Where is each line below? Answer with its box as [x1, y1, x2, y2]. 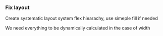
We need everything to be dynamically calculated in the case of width [5, 25, 150, 31]
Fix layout [5, 4, 30, 11]
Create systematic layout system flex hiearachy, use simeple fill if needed [5, 15, 158, 21]
